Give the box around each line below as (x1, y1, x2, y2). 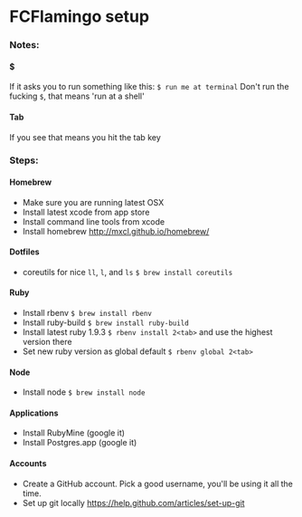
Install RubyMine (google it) (22, 427, 125, 438)
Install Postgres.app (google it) (22, 437, 137, 448)
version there (22, 337, 72, 348)
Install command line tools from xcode (22, 215, 165, 227)
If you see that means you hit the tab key (9, 131, 161, 142)
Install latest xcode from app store (22, 206, 150, 217)
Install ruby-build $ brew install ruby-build (22, 317, 190, 328)
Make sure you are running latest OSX (22, 196, 165, 207)
